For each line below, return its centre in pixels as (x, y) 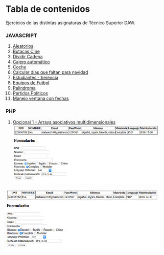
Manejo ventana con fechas (41, 98)
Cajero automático (31, 62)
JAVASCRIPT (21, 35)
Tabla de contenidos (48, 9)
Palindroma (24, 88)
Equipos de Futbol (31, 83)
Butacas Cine (26, 51)
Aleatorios (23, 46)
